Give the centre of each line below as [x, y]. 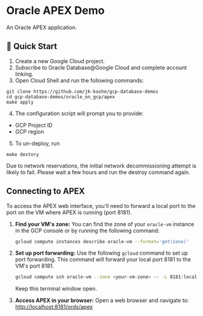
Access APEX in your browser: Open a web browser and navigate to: [102, 300]
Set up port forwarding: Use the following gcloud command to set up [101, 253]
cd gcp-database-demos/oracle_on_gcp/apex [61, 97]
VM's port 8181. [35, 266]
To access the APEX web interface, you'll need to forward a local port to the [101, 206]
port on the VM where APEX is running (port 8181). [69, 212]
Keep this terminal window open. [56, 289]
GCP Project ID [34, 125]
